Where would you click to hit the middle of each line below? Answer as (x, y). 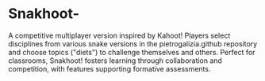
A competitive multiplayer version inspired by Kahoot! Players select (119, 35)
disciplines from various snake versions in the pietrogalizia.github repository (133, 43)
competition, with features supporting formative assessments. (109, 68)
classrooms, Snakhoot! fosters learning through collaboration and (115, 61)
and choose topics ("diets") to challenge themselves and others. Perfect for (132, 52)
